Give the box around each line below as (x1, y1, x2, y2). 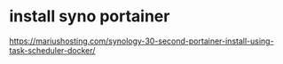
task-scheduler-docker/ (9, 44, 96, 55)
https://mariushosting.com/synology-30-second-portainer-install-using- (9, 36, 274, 46)
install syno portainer (9, 6, 170, 27)
